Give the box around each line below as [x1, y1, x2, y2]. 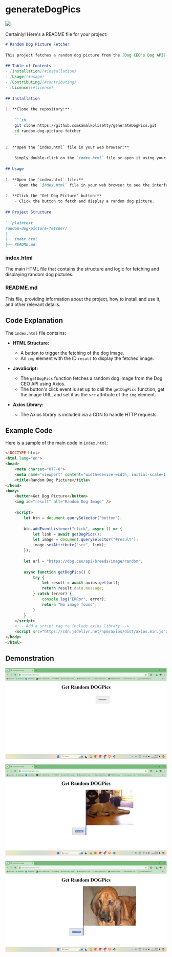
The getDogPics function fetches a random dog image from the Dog [20, 375, 163, 381]
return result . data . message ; [41, 586, 104, 591]
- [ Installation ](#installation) [5, 69, 77, 74]
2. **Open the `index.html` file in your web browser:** [5, 145, 130, 150]
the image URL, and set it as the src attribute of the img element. [20, 391, 156, 397]
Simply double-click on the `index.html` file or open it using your [14, 156, 166, 161]
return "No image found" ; [41, 602, 97, 607]
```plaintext [5, 220, 33, 225]
